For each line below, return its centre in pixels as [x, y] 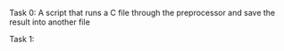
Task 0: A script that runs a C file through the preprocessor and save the [142, 13]
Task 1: [22, 39]
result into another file [50, 22]
